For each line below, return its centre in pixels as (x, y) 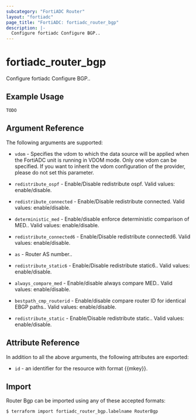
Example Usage (35, 97)
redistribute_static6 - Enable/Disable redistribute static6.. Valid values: (102, 265)
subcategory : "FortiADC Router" (45, 11)
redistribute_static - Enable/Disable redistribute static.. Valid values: (99, 318)
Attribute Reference (43, 343)
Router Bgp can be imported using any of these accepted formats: (86, 401)
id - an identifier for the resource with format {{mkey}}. (81, 368)
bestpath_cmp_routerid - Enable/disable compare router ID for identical (100, 301)
